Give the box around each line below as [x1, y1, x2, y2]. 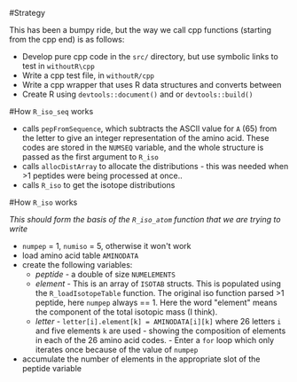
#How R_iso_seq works [9, 106, 94, 116]
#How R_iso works [9, 197, 78, 207]
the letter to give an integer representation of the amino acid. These [21, 133, 270, 143]
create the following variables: [21, 260, 133, 269]
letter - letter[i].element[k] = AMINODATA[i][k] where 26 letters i [35, 316, 282, 326]
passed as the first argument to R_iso [21, 152, 160, 162]
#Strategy [9, 8, 46, 18]
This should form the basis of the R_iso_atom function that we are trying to [9, 214, 281, 224]
